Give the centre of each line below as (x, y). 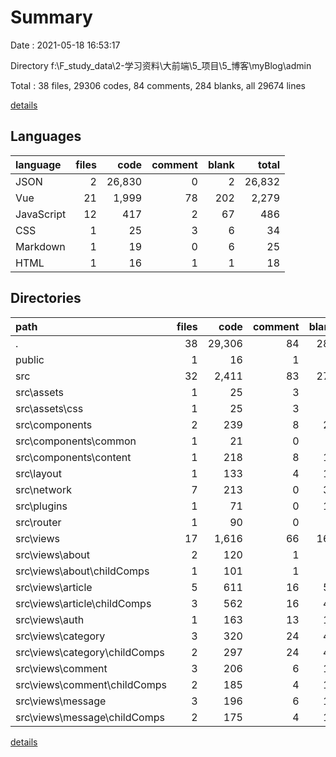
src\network (43, 489)
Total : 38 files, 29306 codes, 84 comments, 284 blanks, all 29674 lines (158, 85)
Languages (46, 136)
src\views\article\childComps (83, 603)
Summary (51, 17)
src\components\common (76, 441)
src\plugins (41, 506)
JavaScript (41, 214)
